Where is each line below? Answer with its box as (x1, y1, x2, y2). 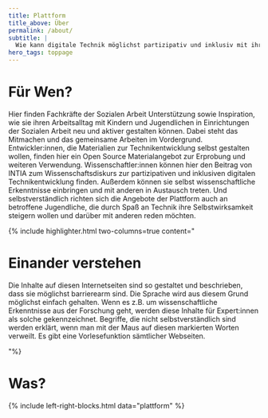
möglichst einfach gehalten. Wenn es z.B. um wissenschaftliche (8, 297, 218, 307)
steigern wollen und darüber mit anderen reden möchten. (8, 210, 197, 220)
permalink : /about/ (8, 26, 73, 34)
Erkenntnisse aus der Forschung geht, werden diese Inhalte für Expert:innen (8, 306, 259, 315)
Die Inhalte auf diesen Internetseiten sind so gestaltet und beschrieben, (8, 280, 243, 290)
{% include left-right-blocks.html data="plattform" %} (8, 400, 185, 410)
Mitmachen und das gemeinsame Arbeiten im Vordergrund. (8, 135, 203, 144)
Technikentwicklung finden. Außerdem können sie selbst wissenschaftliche (8, 177, 256, 186)
